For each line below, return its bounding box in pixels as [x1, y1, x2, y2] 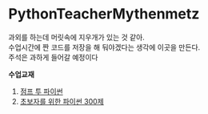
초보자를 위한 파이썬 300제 [19, 96, 104, 106]
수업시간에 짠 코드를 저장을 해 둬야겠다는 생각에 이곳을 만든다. [8, 42, 201, 52]
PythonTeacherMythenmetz [8, 5, 200, 23]
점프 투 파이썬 [19, 86, 63, 96]
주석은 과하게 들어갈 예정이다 [8, 52, 98, 62]
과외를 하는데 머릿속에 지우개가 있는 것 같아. [8, 32, 146, 42]
